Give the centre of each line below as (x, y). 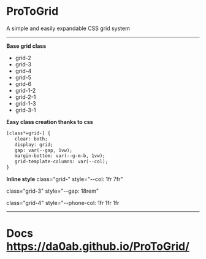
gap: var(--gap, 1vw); (43, 150)
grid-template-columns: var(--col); (61, 162)
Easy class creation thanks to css (50, 122)
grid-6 (23, 83)
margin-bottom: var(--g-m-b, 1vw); (60, 156)
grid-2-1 (25, 97)
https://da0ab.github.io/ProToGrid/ (98, 246)
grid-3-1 (25, 110)
